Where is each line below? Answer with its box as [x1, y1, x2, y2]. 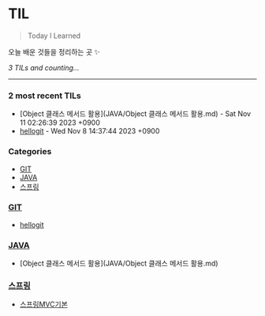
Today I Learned [27, 31, 81, 40]
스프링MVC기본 [19, 299, 69, 309]
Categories [8, 146, 52, 157]
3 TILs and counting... [8, 62, 80, 72]
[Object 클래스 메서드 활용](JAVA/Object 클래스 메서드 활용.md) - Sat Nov [19, 109, 251, 118]
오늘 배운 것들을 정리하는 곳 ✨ [8, 47, 100, 56]
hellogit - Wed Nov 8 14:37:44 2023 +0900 [19, 126, 160, 136]
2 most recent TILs [8, 90, 81, 101]
